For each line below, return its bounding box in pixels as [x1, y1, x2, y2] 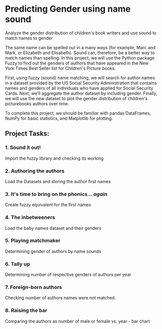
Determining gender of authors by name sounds [5, 248, 101, 254]
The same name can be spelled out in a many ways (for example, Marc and [5, 44, 156, 50]
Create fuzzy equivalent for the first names [5, 202, 91, 208]
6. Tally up [5, 260, 30, 267]
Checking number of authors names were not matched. [5, 295, 116, 301]
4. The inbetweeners [5, 214, 55, 221]
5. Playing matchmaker [5, 237, 61, 244]
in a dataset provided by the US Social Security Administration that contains [5, 80, 157, 86]
